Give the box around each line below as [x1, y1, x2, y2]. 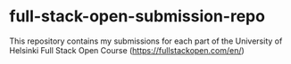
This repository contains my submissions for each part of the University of [9, 36, 283, 46]
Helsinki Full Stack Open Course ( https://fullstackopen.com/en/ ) [9, 44, 245, 55]
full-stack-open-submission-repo [9, 6, 266, 27]
